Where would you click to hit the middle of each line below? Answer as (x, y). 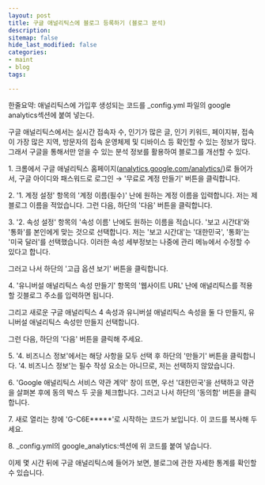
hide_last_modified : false (53, 45)
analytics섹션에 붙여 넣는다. (51, 115)
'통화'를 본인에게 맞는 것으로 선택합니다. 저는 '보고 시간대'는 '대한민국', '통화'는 (129, 231)
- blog (19, 67)
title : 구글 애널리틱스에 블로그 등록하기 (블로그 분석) (87, 23)
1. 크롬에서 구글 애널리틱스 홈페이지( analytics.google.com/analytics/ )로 (120, 168)
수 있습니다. (26, 472)
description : (30, 30)
